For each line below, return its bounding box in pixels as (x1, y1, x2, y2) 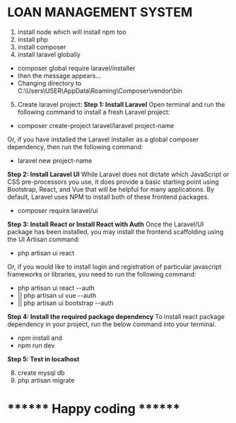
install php (17, 35, 48, 43)
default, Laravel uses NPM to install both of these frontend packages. (7, 192, 210, 201)
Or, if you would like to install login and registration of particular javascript (7, 262, 222, 271)
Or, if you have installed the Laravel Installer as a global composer (7, 135, 199, 144)
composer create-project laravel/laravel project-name (17, 121, 175, 129)
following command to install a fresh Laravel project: (17, 108, 170, 116)
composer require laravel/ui (17, 206, 98, 214)
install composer (17, 42, 66, 51)
